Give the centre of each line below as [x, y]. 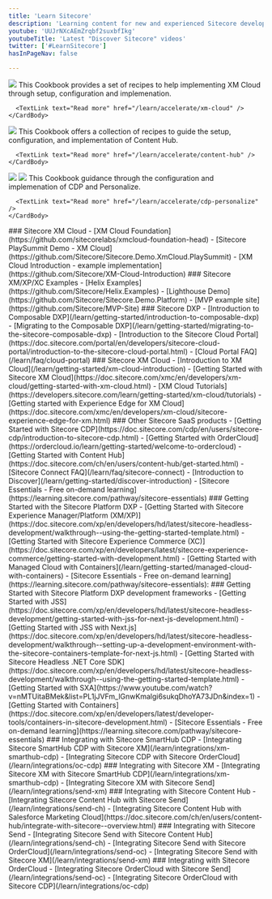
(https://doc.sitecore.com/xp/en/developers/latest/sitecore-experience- [128, 550]
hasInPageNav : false [43, 54]
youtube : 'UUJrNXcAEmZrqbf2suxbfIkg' [72, 31]
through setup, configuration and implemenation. [90, 93]
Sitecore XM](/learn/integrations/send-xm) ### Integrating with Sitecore [129, 860]
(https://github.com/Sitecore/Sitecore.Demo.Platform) [98, 300]
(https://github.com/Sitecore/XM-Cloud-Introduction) [97, 274]
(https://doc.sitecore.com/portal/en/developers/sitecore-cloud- [115, 343]
